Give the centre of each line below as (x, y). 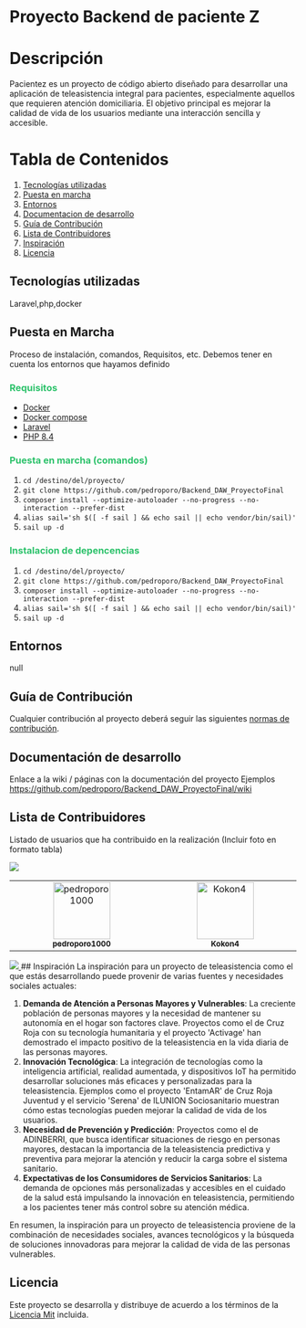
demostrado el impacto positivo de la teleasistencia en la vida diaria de (155, 1042)
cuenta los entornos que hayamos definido (90, 364)
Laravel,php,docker (46, 303)
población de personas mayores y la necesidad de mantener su (142, 1013)
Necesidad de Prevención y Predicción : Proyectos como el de (140, 1129)
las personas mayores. (65, 1051)
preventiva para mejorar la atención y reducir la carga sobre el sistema (155, 1158)
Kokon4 (225, 943)
